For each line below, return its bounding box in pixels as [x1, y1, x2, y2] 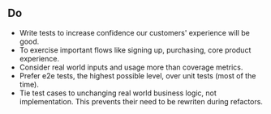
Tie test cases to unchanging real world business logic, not [19, 88, 217, 98]
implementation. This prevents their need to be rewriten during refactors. [19, 96, 263, 106]
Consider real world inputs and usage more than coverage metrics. [19, 62, 243, 72]
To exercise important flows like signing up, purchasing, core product [19, 44, 252, 55]
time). [19, 79, 40, 89]
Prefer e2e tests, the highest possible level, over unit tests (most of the [19, 70, 256, 80]
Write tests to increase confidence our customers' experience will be [19, 27, 251, 37]
